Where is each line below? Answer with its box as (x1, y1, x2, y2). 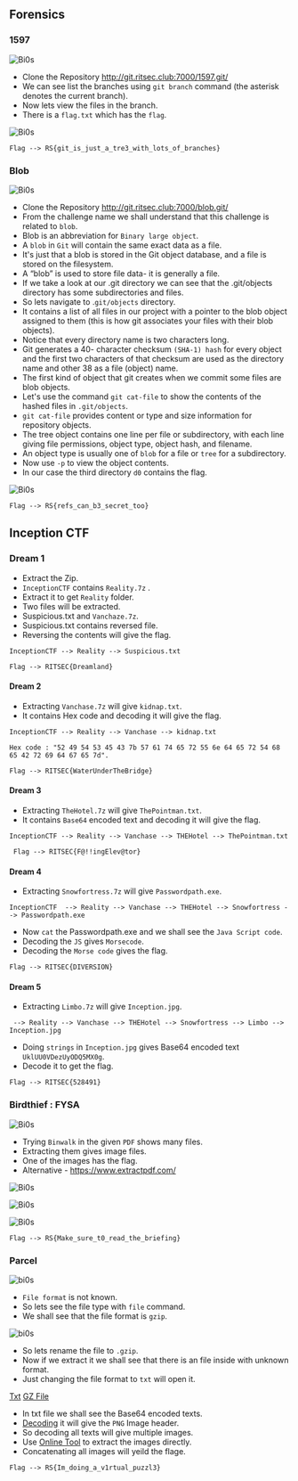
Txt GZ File (9, 1391, 50, 1402)
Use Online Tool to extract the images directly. (21, 1436, 192, 1447)
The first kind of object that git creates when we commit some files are (21, 372, 282, 382)
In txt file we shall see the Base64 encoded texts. (21, 1408, 203, 1420)
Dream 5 (9, 981, 42, 992)
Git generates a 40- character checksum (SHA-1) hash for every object (21, 343, 282, 355)
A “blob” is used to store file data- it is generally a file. (21, 267, 221, 279)
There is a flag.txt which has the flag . (21, 109, 167, 119)
